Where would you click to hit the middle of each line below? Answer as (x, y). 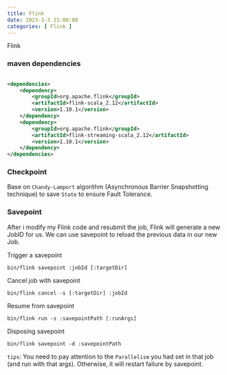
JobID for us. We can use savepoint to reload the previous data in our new (112, 234)
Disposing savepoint (36, 331)
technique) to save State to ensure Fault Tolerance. (80, 194)
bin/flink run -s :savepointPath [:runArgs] (72, 318)
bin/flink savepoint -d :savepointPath (64, 344)
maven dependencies (44, 64)
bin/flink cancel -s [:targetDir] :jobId (67, 293)
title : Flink (26, 13)
